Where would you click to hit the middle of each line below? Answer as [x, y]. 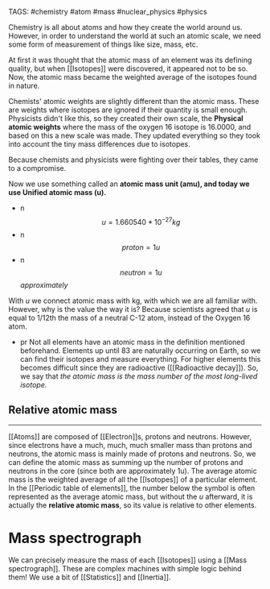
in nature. [24, 85]
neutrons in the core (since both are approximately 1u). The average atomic [133, 471]
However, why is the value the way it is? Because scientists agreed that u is [133, 309]
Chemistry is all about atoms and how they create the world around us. [125, 27]
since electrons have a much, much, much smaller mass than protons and [130, 446]
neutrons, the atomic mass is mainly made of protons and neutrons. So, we [132, 454]
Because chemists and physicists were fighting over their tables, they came [133, 160]
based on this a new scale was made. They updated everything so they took [135, 135]
